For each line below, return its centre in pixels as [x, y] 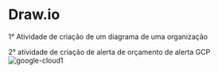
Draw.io [34, 15]
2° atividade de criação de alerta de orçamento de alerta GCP [109, 52]
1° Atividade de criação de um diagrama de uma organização [108, 36]
